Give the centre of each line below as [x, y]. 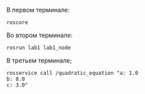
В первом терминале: [38, 10]
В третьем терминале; [39, 60]
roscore [17, 23]
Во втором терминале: [40, 35]
